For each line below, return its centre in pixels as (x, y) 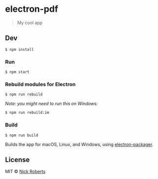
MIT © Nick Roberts (25, 172)
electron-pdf (32, 9)
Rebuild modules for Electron (40, 84)
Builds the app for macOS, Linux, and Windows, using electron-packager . (79, 144)
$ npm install (20, 49)
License (17, 160)
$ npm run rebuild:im (27, 113)
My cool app (30, 23)
